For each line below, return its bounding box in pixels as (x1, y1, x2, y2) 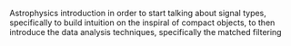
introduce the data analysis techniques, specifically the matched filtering (9, 27, 282, 37)
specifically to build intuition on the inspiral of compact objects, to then (9, 17, 276, 28)
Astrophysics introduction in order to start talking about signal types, (9, 8, 266, 18)
